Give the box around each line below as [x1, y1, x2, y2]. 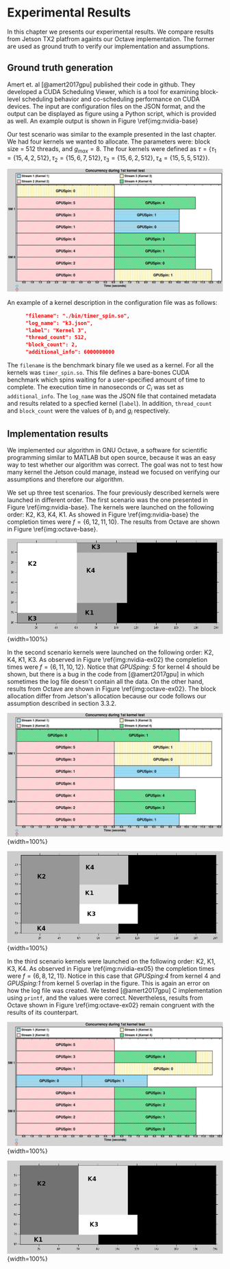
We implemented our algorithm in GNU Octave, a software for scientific [7, 446, 208, 455]
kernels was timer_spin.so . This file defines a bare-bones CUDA [7, 369, 190, 377]
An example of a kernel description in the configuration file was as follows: [7, 298, 218, 306]
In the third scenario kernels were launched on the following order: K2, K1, [7, 957, 216, 965]
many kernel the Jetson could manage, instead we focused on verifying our [7, 468, 220, 477]
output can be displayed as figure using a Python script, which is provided [7, 109, 217, 117]
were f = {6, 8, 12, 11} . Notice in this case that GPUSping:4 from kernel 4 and [7, 972, 221, 980]
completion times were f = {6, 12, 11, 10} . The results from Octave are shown [7, 518, 220, 526]
